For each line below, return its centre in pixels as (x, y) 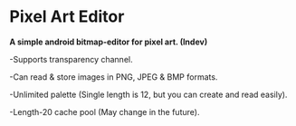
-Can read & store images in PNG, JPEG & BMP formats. (114, 77)
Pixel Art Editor (67, 17)
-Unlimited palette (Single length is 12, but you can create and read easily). (148, 94)
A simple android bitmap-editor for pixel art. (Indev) (109, 42)
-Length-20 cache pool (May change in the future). (105, 111)
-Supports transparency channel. (71, 59)
